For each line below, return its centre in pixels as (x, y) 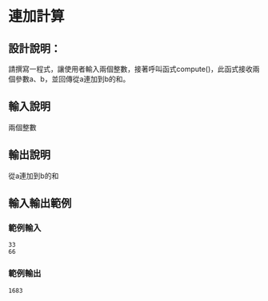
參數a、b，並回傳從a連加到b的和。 (72, 79)
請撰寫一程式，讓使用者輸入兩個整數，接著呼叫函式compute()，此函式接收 (131, 69)
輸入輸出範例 (40, 203)
